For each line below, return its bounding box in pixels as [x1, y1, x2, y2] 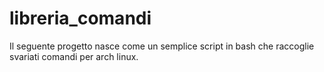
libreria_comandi [9, 7, 152, 30]
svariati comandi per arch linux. [9, 50, 139, 62]
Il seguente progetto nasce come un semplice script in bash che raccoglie [9, 40, 315, 52]
